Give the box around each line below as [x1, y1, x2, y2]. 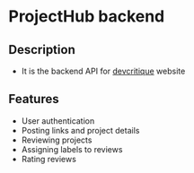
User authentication [21, 115, 95, 126]
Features [8, 91, 59, 107]
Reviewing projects [21, 134, 93, 145]
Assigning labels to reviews [21, 143, 123, 154]
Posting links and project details [21, 125, 140, 135]
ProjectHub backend [8, 6, 165, 27]
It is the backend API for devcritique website [21, 65, 186, 76]
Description [8, 42, 75, 57]
